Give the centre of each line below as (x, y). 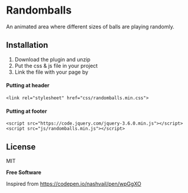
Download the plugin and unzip (52, 59)
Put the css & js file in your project (56, 66)
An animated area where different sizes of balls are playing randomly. (90, 27)
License (21, 147)
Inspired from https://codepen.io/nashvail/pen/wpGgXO (74, 184)
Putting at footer (27, 111)
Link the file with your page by (51, 72)
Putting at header (28, 86)
